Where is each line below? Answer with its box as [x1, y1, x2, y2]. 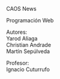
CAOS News [6, 5, 37, 12]
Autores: [6, 28, 28, 36]
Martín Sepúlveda [6, 48, 50, 55]
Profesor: [6, 60, 29, 66]
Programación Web [6, 17, 54, 24]
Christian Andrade [6, 42, 52, 48]
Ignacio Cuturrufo [6, 66, 50, 73]
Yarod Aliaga [6, 35, 38, 42]
